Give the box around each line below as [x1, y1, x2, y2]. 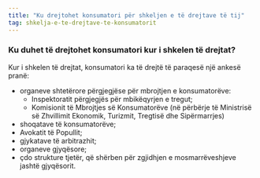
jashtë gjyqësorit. [19, 161, 76, 170]
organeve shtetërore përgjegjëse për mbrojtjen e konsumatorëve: [19, 85, 232, 95]
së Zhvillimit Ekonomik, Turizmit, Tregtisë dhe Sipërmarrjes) [31, 111, 225, 120]
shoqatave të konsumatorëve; [19, 119, 117, 129]
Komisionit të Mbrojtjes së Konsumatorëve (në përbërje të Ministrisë [31, 103, 252, 112]
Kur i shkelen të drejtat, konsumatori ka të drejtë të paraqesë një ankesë [8, 62, 242, 71]
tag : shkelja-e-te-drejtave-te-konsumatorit [8, 19, 157, 27]
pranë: [8, 71, 30, 80]
